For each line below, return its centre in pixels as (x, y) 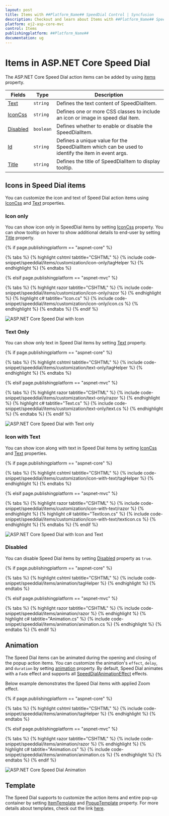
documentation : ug (24, 38)
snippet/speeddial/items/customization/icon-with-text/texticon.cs (73, 519)
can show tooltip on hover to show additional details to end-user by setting (83, 232)
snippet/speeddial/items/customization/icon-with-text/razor (67, 508)
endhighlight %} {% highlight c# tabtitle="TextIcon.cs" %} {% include (77, 514)
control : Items (21, 29)
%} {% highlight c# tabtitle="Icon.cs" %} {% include (59, 298)
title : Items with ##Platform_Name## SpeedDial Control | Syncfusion (80, 15)
